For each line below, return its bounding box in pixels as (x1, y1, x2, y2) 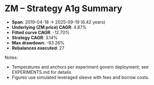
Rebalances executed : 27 (11, 45, 65, 51)
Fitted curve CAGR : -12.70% (11, 29, 70, 35)
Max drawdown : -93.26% (11, 40, 65, 45)
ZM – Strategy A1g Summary (4, 3, 123, 14)
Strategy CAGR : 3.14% (11, 35, 58, 41)
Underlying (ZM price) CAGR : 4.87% (11, 24, 87, 30)
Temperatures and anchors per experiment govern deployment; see (11, 64, 149, 70)
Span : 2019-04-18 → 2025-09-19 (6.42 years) (11, 19, 106, 25)
